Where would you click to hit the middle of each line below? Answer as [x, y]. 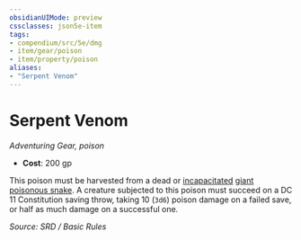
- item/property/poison [54, 59]
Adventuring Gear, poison [57, 146]
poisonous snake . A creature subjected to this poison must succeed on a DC [151, 190]
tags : [19, 34]
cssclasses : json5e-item [56, 26]
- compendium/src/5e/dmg [56, 43]
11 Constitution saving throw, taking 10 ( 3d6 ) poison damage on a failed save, [150, 200]
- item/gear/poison [46, 51]
